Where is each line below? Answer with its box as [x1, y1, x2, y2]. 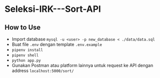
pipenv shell [11, 53, 39, 58]
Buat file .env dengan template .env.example [11, 41, 102, 47]
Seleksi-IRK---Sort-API [4, 3, 101, 15]
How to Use [4, 23, 41, 32]
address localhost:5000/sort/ [11, 68, 74, 74]
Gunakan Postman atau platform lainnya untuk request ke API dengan [11, 63, 154, 68]
